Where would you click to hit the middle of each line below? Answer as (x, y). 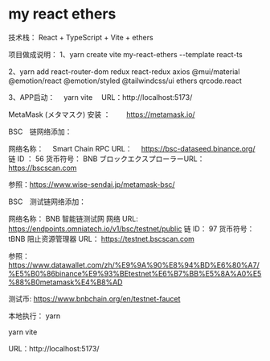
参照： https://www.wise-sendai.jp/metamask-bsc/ (92, 184)
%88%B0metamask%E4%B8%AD (65, 282)
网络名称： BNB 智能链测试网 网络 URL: (73, 218)
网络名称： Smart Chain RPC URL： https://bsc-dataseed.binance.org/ (132, 148)
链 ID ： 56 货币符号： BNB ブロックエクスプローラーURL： (106, 159)
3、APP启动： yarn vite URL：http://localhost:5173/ (100, 97)
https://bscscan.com (43, 168)
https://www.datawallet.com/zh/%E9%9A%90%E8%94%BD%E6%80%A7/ (134, 265)
